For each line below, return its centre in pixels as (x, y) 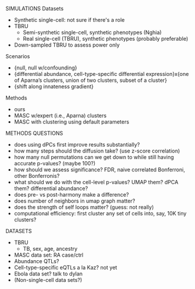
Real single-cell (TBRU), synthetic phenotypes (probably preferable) (105, 39)
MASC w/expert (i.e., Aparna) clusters (60, 115)
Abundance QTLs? (37, 261)
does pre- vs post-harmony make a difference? (71, 195)
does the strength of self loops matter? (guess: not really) (84, 207)
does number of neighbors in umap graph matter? (75, 201)
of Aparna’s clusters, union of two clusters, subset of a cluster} (90, 80)
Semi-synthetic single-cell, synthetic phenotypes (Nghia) (92, 32)
